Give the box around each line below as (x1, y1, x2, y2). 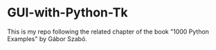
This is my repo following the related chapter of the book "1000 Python (7, 27, 210, 36)
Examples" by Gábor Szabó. (7, 34, 88, 42)
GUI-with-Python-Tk (7, 5, 128, 21)
